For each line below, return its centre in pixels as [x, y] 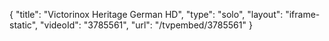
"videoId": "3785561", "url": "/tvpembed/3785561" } [146, 25]
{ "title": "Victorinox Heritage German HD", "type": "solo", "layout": [146, 14]
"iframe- [303, 14]
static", [24, 25]
